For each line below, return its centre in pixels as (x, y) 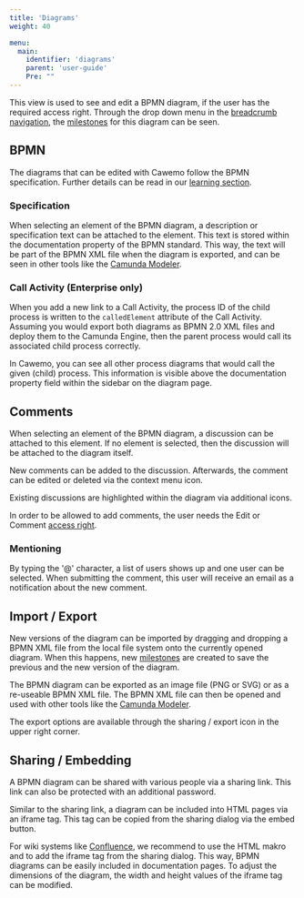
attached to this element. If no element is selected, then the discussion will (149, 443)
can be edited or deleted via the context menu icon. (106, 480)
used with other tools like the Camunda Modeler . (100, 704)
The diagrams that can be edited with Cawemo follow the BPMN (130, 172)
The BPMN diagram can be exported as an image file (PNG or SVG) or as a (149, 685)
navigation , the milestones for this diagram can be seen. (115, 121)
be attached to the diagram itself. (71, 453)
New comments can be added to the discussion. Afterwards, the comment (149, 470)
